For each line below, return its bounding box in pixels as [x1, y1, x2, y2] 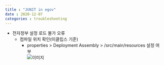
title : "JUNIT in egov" [5, 7, 56, 12]
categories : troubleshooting [5, 16, 67, 21]
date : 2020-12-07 [5, 12, 43, 17]
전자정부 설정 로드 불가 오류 [12, 30, 66, 36]
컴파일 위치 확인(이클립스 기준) [19, 36, 79, 42]
